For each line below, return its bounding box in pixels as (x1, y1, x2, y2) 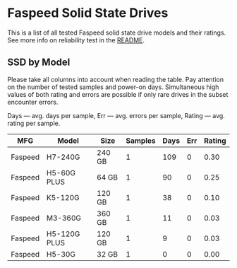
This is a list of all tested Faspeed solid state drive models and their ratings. (7, 28, 226, 37)
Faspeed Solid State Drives (7, 5, 169, 21)
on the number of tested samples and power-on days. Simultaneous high (7, 83, 219, 91)
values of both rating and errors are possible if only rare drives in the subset (7, 90, 229, 98)
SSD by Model (7, 57, 71, 69)
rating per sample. (7, 119, 61, 127)
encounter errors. (7, 98, 59, 106)
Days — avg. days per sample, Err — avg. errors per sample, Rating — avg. (7, 111, 226, 120)
